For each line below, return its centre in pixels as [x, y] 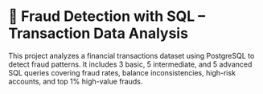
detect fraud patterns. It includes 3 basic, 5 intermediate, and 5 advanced [130, 64]
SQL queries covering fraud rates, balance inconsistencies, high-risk [122, 72]
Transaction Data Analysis [99, 33]
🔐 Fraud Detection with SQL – [107, 16]
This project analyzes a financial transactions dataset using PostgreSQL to [131, 55]
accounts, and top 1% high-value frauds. [76, 81]
